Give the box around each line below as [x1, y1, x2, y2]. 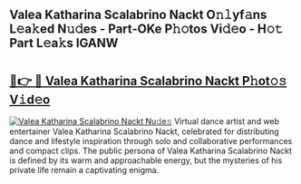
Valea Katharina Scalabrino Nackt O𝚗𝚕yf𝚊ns [9, 7, 267, 23]
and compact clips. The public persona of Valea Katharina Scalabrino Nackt [9, 145, 293, 156]
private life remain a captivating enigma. [9, 165, 160, 175]
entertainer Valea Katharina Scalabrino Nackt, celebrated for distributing [9, 126, 279, 137]
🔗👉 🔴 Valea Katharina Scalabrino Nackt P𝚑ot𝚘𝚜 [9, 73, 287, 89]
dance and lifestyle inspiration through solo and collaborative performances [9, 136, 293, 146]
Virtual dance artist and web [173, 116, 279, 126]
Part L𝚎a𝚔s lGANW [9, 35, 119, 51]
